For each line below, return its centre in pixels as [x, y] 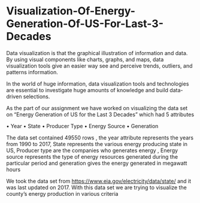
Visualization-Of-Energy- [71, 11]
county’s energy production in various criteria [62, 193]
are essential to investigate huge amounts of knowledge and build [87, 90]
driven [14, 96]
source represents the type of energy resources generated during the [92, 156]
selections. [37, 96]
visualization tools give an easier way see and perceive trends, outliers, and [99, 66]
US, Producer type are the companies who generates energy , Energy [92, 150]
